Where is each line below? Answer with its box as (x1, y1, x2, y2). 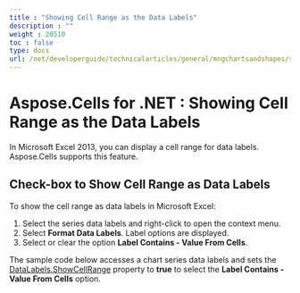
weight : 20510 (9, 29, 66, 38)
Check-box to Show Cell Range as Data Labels (9, 177, 271, 192)
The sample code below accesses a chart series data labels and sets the (9, 254, 277, 264)
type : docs (9, 46, 50, 55)
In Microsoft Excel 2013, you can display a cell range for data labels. (9, 141, 260, 152)
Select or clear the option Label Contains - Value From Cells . (21, 237, 248, 247)
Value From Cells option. (9, 273, 101, 284)
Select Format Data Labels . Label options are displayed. (21, 227, 229, 238)
